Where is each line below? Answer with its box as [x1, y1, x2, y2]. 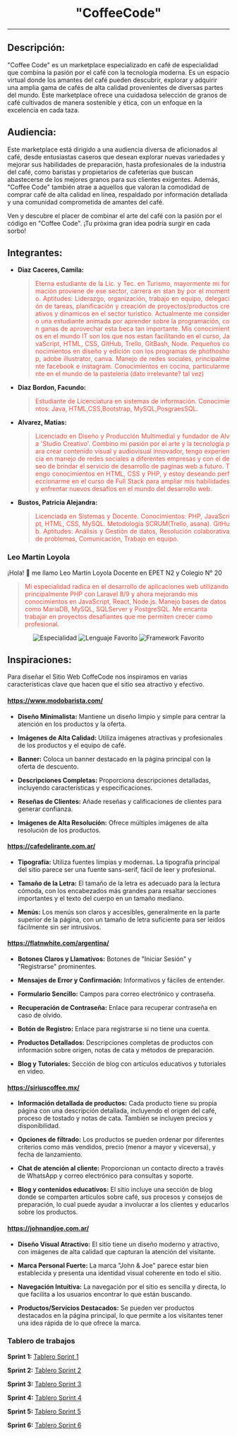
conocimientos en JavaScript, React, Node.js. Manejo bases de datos [24, 597, 227, 606]
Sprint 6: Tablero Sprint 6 [7, 1420, 82, 1429]
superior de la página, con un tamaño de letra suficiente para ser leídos [17, 915, 226, 924]
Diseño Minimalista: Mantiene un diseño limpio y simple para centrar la [17, 712, 226, 720]
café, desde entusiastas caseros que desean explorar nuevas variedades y [7, 152, 226, 161]
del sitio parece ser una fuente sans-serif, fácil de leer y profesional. [17, 865, 217, 873]
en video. [17, 1067, 45, 1076]
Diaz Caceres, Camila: [17, 265, 84, 274]
